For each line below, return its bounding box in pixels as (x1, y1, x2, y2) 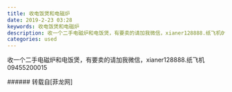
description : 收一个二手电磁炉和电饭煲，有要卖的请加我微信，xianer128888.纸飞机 (7, 29, 222, 37)
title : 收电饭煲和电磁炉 (7, 10, 70, 17)
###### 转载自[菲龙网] (7, 77, 73, 86)
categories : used (7, 36, 57, 43)
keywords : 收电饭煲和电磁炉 (7, 23, 79, 30)
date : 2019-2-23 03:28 (7, 17, 72, 24)
